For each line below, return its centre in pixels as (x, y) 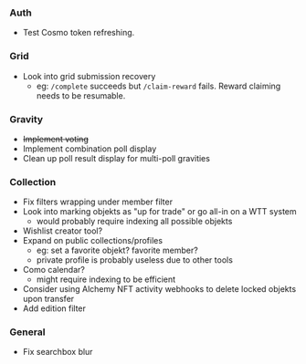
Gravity (26, 119)
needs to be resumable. (81, 95)
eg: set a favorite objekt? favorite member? (117, 250)
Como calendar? (53, 270)
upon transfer (48, 299)
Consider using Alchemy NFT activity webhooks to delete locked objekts (159, 289)
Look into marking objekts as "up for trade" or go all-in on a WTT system (159, 212)
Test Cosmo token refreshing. (79, 33)
